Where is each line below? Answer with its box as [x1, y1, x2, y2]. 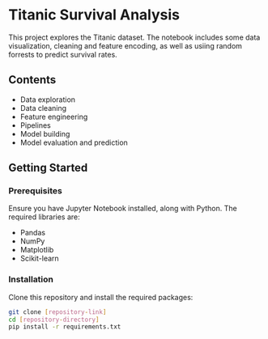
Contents [8, 73, 57, 87]
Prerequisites [8, 185, 62, 197]
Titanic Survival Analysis [8, 6, 181, 24]
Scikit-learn [19, 253, 59, 264]
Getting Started [8, 161, 88, 175]
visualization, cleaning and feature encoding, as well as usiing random [8, 40, 243, 50]
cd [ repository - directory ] [8, 316, 100, 324]
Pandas [19, 228, 46, 238]
